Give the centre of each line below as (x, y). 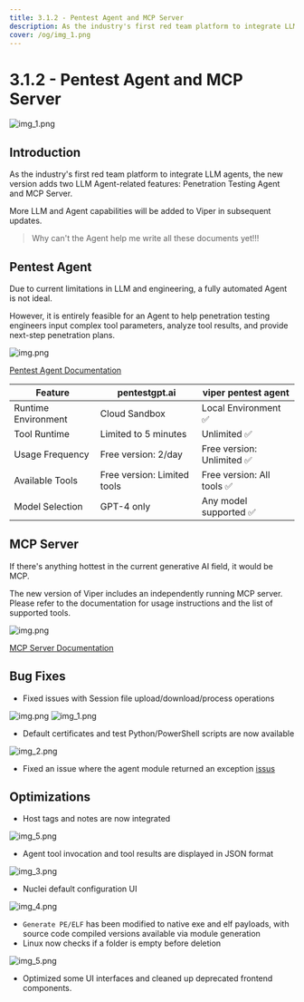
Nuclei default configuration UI (80, 889)
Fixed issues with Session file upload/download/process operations (148, 698)
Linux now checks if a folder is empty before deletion (122, 943)
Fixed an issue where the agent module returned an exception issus (149, 768)
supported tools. (40, 612)
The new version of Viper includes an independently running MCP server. (146, 593)
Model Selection (48, 506)
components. (47, 988)
